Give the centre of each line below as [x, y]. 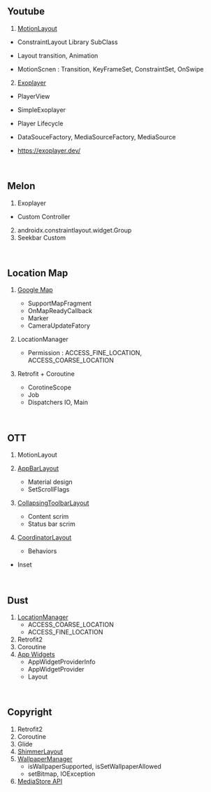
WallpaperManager [45, 758]
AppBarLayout [38, 468]
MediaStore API [40, 781]
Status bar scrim [51, 524]
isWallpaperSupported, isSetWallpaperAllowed [95, 766]
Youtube [26, 12]
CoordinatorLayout [44, 538]
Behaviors [42, 551]
